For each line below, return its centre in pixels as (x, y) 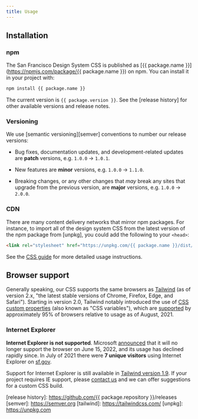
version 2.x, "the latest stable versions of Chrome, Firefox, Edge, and (90, 295)
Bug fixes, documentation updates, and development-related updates (99, 152)
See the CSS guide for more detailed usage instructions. (74, 256)
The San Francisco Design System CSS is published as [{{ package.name (95, 65)
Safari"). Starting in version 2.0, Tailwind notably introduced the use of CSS (98, 302)
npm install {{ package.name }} (46, 89)
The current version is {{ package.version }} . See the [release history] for (97, 100)
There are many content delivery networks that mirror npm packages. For (95, 222)
